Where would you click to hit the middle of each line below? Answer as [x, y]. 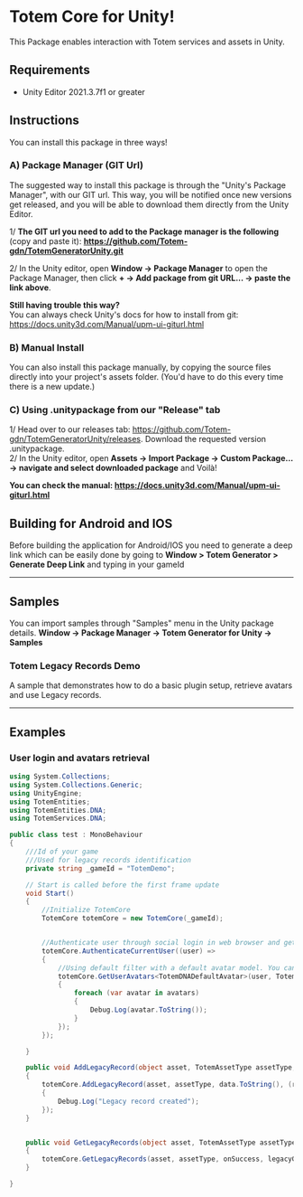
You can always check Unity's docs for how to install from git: [124, 315]
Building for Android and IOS [91, 523]
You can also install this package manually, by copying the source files [141, 367]
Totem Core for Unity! [92, 17]
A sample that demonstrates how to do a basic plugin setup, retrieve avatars [151, 685]
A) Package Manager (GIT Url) [77, 165]
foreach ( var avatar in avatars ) [137, 993]
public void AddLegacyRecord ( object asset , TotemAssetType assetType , [161, 1068]
